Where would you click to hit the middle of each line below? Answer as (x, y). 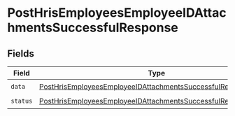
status (22, 101)
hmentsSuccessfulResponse (93, 28)
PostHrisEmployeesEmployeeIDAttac (117, 13)
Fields (21, 53)
